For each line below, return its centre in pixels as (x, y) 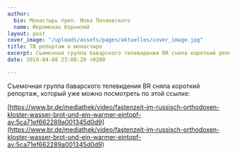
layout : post (26, 33)
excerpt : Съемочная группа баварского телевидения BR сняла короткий (112, 54)
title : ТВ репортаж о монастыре (55, 46)
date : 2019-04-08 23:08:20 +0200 (56, 60)
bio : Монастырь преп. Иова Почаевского (72, 20)
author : (19, 14)
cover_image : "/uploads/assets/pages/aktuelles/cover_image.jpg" (105, 40)
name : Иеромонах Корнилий (52, 27)
